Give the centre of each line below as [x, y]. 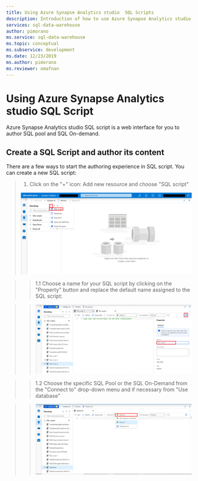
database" [48, 395]
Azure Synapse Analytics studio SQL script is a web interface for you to [93, 128]
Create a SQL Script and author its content [85, 152]
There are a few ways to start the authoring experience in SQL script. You [95, 167]
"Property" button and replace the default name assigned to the [113, 290]
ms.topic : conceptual [33, 44]
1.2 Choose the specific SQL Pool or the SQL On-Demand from [111, 383]
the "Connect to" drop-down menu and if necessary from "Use [112, 389]
